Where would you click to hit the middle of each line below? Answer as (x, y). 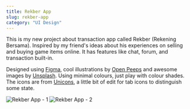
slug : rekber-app (27, 17)
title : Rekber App (29, 11)
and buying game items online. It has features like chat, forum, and (87, 52)
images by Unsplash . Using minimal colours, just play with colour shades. (95, 76)
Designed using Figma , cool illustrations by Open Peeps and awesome (92, 70)
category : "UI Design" (34, 22)
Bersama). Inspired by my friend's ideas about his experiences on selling (94, 45)
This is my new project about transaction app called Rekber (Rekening (91, 39)
